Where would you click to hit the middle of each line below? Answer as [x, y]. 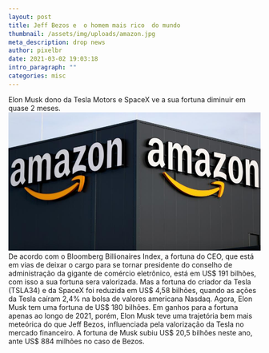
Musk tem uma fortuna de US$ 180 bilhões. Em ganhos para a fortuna [123, 307]
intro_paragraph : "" [43, 68]
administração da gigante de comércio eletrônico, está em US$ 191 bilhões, [132, 273]
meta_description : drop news [57, 42]
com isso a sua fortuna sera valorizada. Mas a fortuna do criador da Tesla [130, 282]
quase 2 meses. [35, 108]
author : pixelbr [35, 51]
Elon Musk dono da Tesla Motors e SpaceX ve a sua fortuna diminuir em [127, 99]
